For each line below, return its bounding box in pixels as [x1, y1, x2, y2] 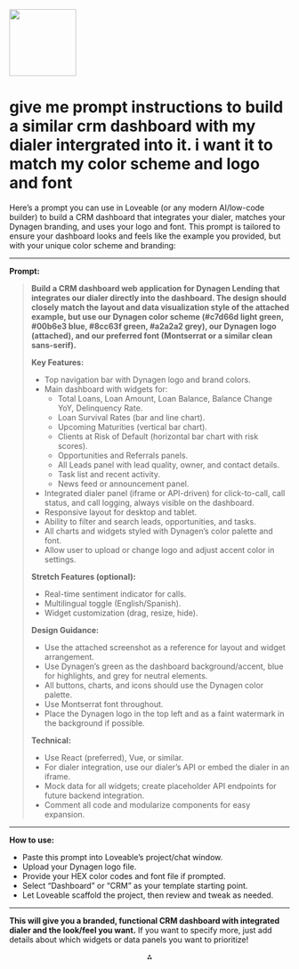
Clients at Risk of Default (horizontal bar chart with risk [57, 431, 259, 442]
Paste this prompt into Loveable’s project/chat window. [21, 851, 223, 862]
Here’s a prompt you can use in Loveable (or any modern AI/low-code [9, 202, 265, 213]
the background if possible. [44, 717, 145, 729]
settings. [44, 554, 77, 565]
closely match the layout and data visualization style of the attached [30, 302, 290, 313]
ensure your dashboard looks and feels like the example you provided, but [9, 231, 281, 241]
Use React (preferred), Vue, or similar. [44, 752, 184, 762]
